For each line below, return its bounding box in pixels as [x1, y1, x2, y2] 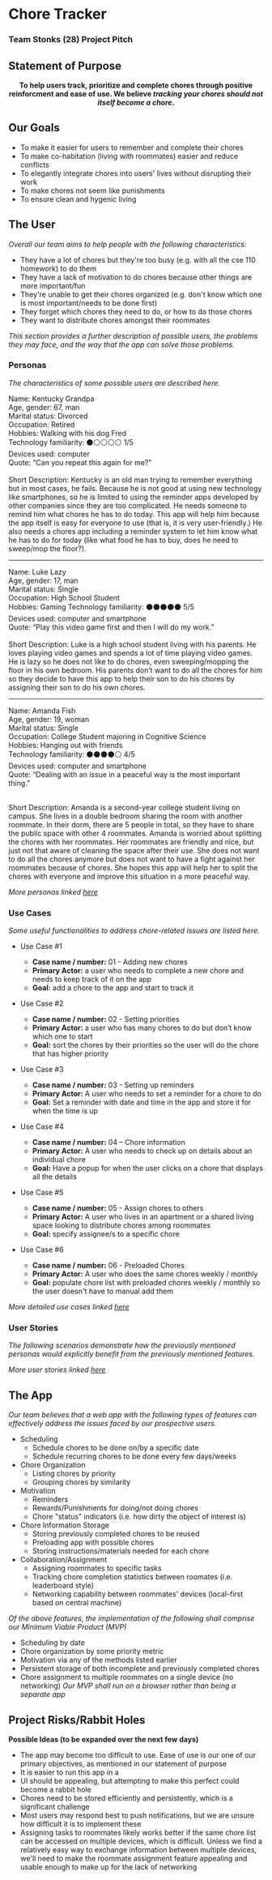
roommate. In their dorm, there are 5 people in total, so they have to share [8, 819, 255, 829]
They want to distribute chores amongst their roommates [19, 315, 210, 325]
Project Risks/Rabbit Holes [8, 1713, 146, 1727]
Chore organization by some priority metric [19, 1647, 164, 1656]
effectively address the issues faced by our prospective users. [8, 1419, 217, 1429]
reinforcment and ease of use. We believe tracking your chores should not [8, 88, 264, 98]
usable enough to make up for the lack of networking [19, 1862, 198, 1872]
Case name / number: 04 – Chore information [32, 1138, 186, 1147]
